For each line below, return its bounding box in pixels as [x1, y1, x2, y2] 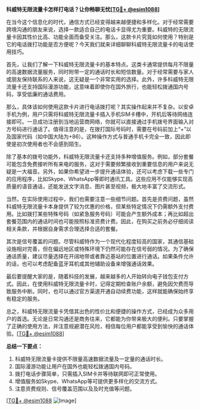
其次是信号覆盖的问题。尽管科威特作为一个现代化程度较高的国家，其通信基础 [6, 238, 194, 245]
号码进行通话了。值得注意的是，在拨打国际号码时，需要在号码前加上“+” [11, 126, 186, 133]
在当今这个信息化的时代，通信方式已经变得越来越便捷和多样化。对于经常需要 [6, 18, 194, 26]
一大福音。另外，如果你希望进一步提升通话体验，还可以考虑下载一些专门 [16, 168, 194, 175]
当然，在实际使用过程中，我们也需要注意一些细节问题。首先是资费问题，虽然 [6, 196, 194, 202]
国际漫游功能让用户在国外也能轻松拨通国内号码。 [14, 363, 135, 370]
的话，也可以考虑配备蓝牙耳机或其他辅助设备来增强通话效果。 [6, 260, 158, 267]
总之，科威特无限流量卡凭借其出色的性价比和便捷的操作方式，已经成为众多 [6, 308, 189, 315]
